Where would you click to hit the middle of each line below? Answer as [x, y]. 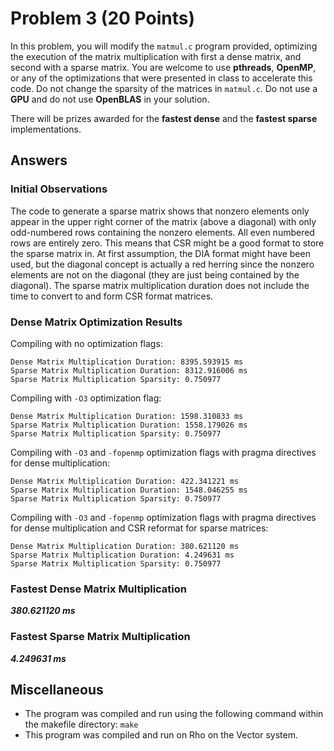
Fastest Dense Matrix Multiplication [99, 589]
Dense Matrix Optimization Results [96, 322]
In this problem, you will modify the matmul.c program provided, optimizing [164, 46]
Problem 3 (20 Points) [102, 18]
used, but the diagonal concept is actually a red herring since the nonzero [162, 264]
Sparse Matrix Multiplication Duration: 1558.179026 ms [129, 425]
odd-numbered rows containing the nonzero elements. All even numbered [162, 232]
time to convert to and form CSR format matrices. [112, 296]
